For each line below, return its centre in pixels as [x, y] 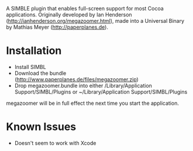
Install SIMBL [30, 67]
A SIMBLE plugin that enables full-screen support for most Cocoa [85, 8]
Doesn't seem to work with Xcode [55, 143]
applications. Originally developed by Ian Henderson [69, 15]
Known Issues [41, 127]
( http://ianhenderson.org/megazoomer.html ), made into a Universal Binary [95, 21]
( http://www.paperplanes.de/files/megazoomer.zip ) [76, 79]
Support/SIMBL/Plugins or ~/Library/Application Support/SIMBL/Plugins [101, 92]
